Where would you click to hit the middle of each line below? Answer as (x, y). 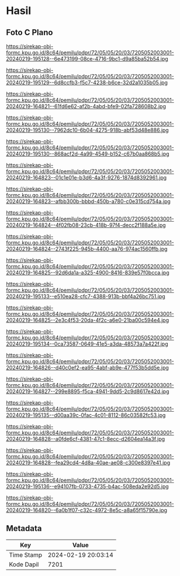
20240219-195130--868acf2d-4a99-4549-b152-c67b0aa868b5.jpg (88, 154)
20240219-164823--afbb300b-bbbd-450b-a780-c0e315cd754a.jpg (88, 201)
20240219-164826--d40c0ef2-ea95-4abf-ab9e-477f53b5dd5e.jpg (88, 368)
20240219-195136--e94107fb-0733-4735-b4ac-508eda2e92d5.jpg (87, 486)
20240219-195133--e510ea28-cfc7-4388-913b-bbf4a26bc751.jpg (86, 296)
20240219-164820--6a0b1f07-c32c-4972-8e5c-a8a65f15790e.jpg (87, 510)
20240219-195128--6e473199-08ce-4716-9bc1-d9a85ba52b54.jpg (87, 59)
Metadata (24, 528)
